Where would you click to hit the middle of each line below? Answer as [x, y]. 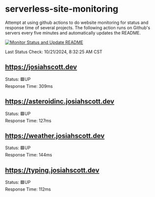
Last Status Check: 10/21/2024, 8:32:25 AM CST [54, 52]
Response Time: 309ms [29, 86]
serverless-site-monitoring [62, 9]
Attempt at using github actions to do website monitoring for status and [77, 22]
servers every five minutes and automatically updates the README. [73, 33]
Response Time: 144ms [29, 155]
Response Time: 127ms [28, 120]
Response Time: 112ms [28, 189]
